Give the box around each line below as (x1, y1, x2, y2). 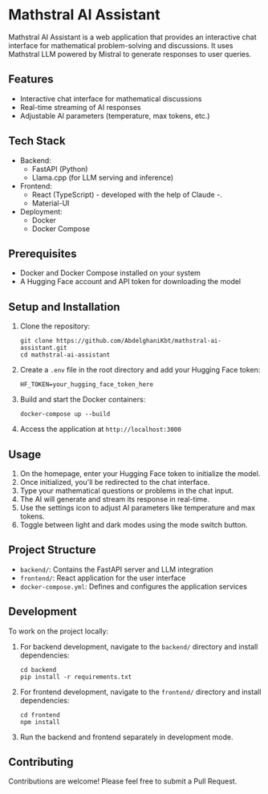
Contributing (8, 755, 74, 769)
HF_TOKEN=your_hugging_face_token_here (19, 381, 154, 389)
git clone (19, 337, 54, 345)
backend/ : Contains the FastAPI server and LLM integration (19, 564, 214, 574)
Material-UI (31, 198, 70, 208)
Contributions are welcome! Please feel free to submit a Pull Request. (8, 776, 238, 786)
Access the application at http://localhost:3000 (19, 424, 182, 434)
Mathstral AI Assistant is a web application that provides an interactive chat (8, 32, 257, 42)
